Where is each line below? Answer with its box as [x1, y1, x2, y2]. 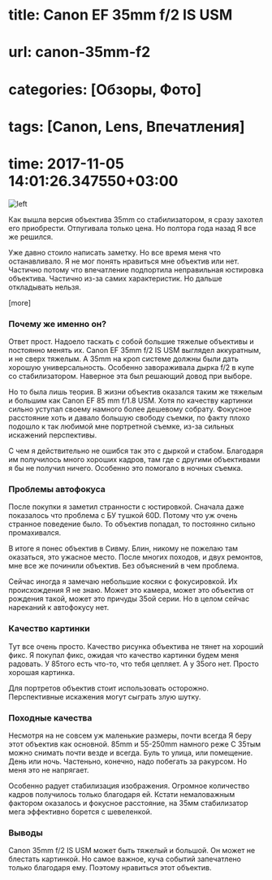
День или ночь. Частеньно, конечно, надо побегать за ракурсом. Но [8, 756, 248, 766]
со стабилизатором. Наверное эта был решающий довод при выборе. [8, 371, 253, 381]
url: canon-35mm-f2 [8, 43, 151, 62]
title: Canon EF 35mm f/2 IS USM [8, 6, 233, 24]
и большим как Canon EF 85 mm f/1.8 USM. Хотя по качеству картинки [8, 395, 253, 405]
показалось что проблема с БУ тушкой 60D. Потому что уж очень [8, 511, 238, 521]
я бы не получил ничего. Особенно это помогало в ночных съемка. [8, 463, 244, 473]
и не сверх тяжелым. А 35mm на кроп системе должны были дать [8, 354, 239, 364]
